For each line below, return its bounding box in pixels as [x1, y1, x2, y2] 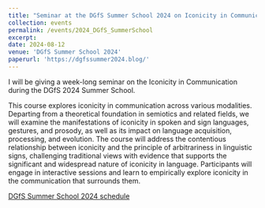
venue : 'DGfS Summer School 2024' [8, 48, 122, 56]
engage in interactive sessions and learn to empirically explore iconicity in [8, 167, 248, 177]
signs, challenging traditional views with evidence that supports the [8, 150, 227, 160]
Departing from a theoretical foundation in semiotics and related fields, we [8, 109, 250, 118]
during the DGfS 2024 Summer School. [8, 85, 136, 95]
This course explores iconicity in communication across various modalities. [8, 100, 252, 110]
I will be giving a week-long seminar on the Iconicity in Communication [8, 76, 238, 87]
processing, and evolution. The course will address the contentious [8, 134, 226, 143]
